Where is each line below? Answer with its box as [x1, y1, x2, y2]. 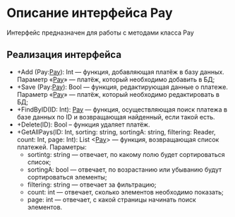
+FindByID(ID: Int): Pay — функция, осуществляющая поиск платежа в [16, 105, 227, 114]
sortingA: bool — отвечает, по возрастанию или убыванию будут [27, 165, 222, 174]
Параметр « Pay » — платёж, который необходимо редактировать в [16, 90, 220, 98]
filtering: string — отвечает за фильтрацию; [27, 180, 157, 189]
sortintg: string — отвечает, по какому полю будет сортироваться [27, 150, 225, 158]
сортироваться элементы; [27, 172, 107, 181]
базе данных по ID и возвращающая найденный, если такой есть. [16, 112, 216, 121]
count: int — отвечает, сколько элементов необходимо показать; [27, 187, 224, 196]
